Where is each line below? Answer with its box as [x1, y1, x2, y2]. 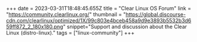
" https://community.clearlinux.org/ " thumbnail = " [6, 11, 126, 18]
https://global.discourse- [125, 11, 186, 18]
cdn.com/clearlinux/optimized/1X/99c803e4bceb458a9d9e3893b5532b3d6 [6, 17, 192, 24]
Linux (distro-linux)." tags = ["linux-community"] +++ [6, 29, 135, 36]
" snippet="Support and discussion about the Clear [62, 23, 187, 30]
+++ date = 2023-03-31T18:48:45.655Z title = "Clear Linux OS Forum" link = [6, 5, 191, 12]
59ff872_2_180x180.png [6, 23, 64, 30]
